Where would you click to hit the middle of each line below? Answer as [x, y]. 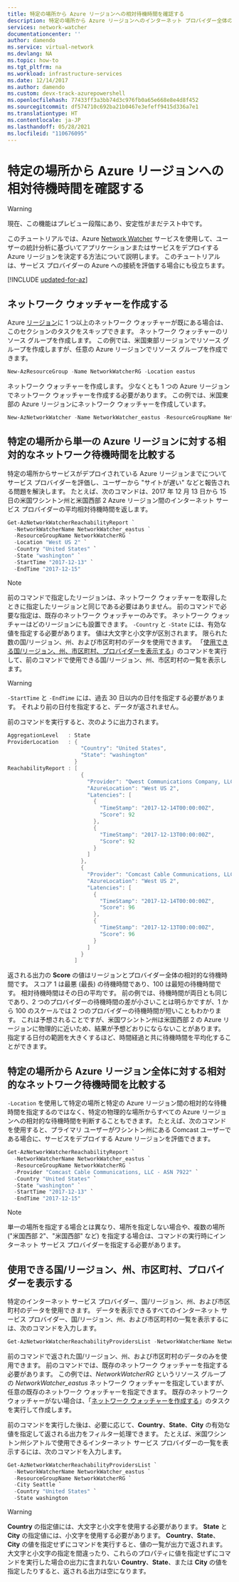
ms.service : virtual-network [51, 47]
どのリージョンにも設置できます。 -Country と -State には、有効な [129, 624]
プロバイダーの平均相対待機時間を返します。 [86, 509]
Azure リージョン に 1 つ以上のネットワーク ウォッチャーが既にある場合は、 [117, 322]
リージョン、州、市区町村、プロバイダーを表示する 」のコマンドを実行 [125, 650]
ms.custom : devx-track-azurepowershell [67, 93]
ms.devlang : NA [30, 54]
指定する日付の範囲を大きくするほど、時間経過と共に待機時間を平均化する [116, 1038]
